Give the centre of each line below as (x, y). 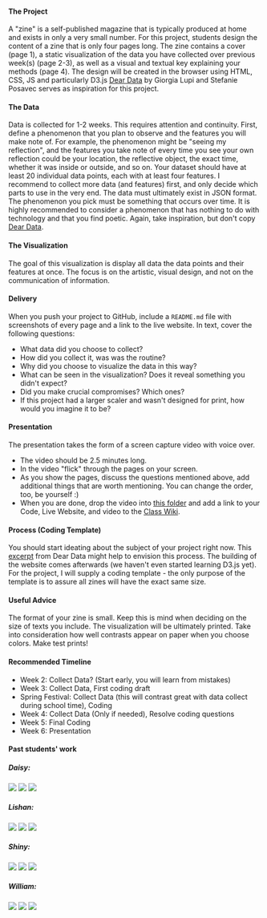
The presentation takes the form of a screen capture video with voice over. (131, 445)
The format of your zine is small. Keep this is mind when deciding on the (127, 618)
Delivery (23, 299)
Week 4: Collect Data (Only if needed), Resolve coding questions (127, 714)
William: (22, 886)
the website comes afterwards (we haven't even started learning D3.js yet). (132, 564)
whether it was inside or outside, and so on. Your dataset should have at (127, 168)
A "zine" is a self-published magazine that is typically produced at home (127, 29)
